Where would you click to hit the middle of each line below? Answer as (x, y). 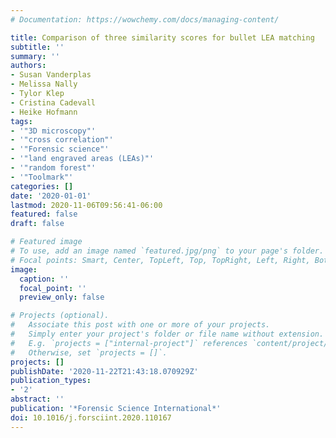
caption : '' (44, 279)
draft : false (37, 224)
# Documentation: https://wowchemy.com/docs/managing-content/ (145, 19)
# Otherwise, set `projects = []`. (89, 352)
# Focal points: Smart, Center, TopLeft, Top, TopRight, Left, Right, (160, 260)
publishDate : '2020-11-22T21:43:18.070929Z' (104, 371)
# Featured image (46, 242)
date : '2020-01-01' (51, 196)
